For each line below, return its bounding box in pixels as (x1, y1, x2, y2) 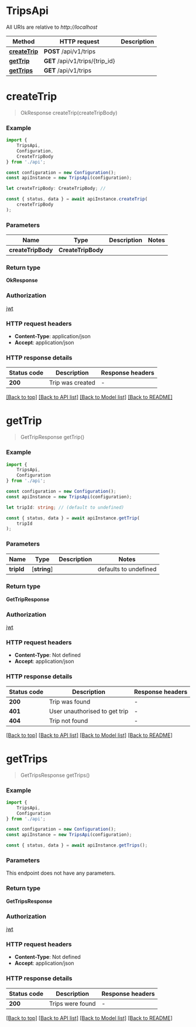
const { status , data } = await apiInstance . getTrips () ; (6, 842, 148, 848)
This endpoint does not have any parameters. (6, 869, 116, 877)
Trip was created (49, 379, 95, 387)
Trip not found (49, 716, 88, 725)
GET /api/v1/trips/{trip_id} (43, 57, 115, 65)
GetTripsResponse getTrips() (20, 771, 90, 778)
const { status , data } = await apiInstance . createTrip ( (6, 196, 148, 202)
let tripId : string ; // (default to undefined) (6, 504, 125, 511)
